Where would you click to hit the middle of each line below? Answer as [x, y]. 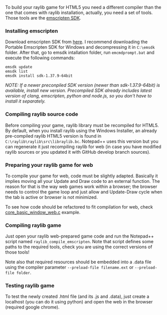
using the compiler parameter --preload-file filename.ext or [69, 267]
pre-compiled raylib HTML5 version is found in [53, 136]
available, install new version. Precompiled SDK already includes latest [78, 90]
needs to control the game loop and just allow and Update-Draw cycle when [84, 192]
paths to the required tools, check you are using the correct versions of [79, 247]
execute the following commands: [40, 58]
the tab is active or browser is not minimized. [51, 197]
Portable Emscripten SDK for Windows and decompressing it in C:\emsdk [80, 47]
